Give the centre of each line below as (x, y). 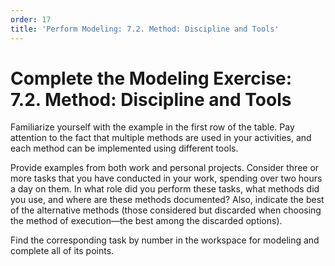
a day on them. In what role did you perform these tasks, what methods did (165, 189)
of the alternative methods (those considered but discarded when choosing (166, 210)
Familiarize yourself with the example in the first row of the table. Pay (152, 127)
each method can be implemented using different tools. (124, 148)
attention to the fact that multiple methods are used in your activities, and (161, 138)
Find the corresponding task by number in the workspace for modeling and (165, 240)
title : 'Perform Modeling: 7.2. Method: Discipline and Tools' (145, 29)
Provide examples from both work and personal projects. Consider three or (165, 168)
